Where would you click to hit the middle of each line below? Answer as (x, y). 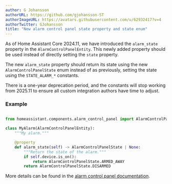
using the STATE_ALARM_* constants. (42, 75)
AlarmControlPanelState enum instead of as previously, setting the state (81, 70)
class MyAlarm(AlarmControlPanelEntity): (50, 129)
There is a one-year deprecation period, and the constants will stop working (85, 86)
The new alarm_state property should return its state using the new (77, 65)
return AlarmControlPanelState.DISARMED (67, 166)
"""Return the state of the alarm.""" (65, 152)
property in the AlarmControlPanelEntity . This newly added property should (85, 49)
